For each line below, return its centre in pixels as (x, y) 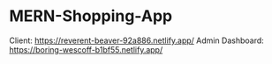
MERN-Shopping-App (91, 16)
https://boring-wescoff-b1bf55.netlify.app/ (86, 49)
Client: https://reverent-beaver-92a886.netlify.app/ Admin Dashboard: (137, 40)
